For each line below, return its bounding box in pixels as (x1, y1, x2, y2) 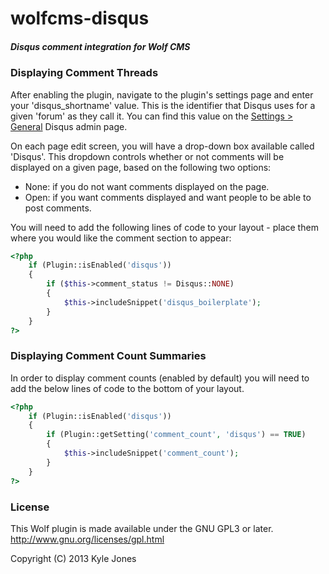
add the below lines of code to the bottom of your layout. (10, 382, 245, 394)
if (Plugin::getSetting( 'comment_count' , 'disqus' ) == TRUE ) (46, 430, 307, 440)
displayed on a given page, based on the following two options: (10, 161, 272, 173)
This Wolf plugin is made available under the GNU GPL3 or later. (10, 522, 274, 534)
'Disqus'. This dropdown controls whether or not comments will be (10, 150, 285, 162)
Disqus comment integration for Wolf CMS (10, 40, 191, 52)
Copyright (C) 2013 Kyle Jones (10, 552, 137, 564)
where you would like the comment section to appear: (10, 232, 232, 244)
